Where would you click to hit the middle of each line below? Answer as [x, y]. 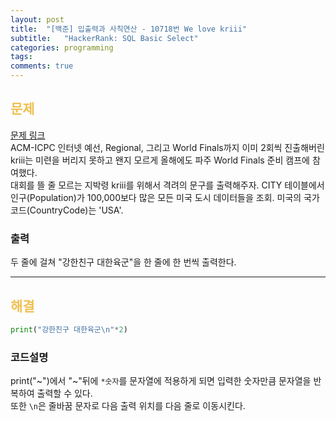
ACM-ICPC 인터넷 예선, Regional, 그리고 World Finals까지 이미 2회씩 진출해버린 [167, 147]
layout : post [37, 19]
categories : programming [62, 47]
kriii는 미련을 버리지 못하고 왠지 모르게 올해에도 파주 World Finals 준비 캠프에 [160, 160]
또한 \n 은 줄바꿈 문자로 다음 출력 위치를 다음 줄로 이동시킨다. [128, 406]
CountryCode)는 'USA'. [76, 210]
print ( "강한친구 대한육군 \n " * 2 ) [69, 329]
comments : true [42, 66]
